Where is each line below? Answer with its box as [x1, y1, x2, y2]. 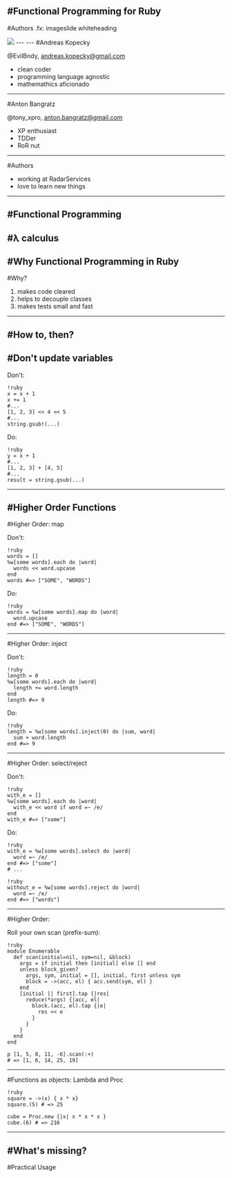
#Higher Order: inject [7, 640, 68, 648]
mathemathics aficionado [17, 80, 90, 88]
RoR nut [17, 141, 40, 150]
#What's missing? [7, 1145, 88, 1157]
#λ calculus [7, 232, 59, 244]
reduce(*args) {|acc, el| [25, 996, 100, 1003]
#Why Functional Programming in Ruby [7, 256, 180, 267]
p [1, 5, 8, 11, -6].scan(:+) [7, 1051, 95, 1058]
